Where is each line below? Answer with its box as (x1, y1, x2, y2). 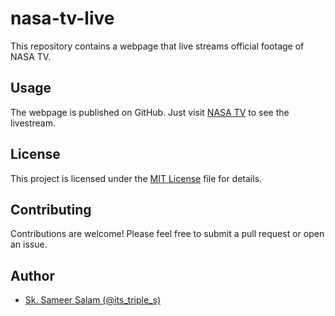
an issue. (10, 238, 48, 251)
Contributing (10, 201, 92, 218)
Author (10, 267, 55, 284)
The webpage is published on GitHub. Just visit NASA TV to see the (10, 106, 290, 118)
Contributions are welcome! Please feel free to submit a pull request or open (10, 228, 325, 240)
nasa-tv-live (10, 7, 115, 30)
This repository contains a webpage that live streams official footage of (10, 40, 305, 52)
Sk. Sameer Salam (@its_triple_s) (24, 294, 161, 306)
